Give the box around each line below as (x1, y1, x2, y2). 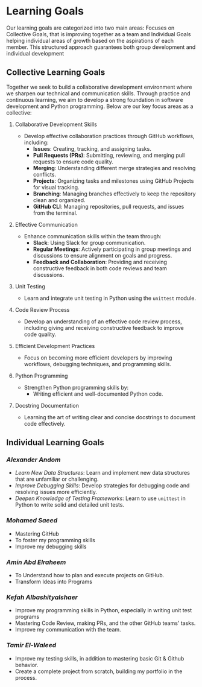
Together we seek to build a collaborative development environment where (6, 83, 192, 90)
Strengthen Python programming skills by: (24, 384, 129, 391)
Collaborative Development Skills (14, 121, 98, 128)
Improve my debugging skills (14, 543, 87, 550)
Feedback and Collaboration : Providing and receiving (33, 258, 167, 265)
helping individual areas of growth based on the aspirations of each (6, 37, 174, 44)
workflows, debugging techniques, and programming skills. (24, 360, 172, 367)
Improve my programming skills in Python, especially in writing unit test (14, 607, 192, 614)
